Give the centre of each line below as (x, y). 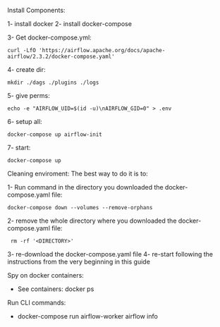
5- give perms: (29, 95)
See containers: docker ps (56, 289)
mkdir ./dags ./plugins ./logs (53, 82)
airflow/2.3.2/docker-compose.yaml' (61, 56)
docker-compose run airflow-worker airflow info (88, 316)
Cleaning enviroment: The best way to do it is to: (78, 173)
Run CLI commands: (37, 303)
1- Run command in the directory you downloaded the (85, 187)
